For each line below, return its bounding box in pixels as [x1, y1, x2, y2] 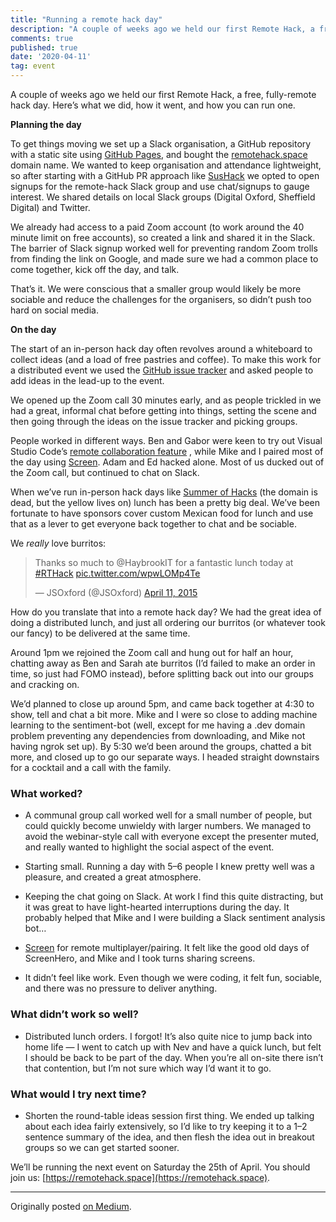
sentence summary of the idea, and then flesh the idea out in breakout [24, 1131, 315, 1143]
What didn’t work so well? [10, 1007, 139, 1021]
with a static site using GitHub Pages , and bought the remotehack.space [10, 149, 308, 160]
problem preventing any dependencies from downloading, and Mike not [10, 730, 306, 741]
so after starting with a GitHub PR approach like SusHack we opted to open [10, 170, 320, 181]
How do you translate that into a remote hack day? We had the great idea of [10, 606, 322, 618]
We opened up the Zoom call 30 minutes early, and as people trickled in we [10, 394, 322, 406]
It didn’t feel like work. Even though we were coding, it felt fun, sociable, [24, 972, 323, 984]
